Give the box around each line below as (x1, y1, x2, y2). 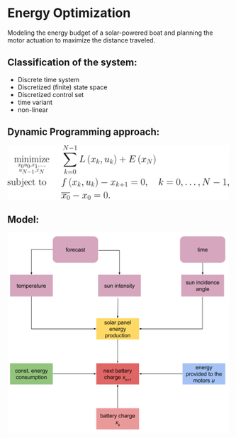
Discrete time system (17, 75, 80, 84)
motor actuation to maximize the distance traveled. (7, 35, 156, 44)
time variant (17, 98, 53, 106)
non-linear (17, 105, 48, 114)
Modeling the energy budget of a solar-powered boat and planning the (7, 28, 214, 37)
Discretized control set (17, 90, 84, 99)
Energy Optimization (7, 5, 131, 21)
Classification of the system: (7, 57, 137, 69)
